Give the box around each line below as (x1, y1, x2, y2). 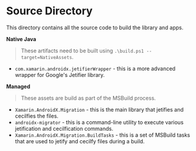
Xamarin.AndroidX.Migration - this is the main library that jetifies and (14, 106, 184, 113)
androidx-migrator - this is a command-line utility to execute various (14, 118, 184, 126)
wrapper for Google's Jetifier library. (14, 71, 105, 78)
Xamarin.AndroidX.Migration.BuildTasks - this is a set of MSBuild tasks (14, 131, 190, 138)
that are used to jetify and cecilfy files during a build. (14, 137, 145, 144)
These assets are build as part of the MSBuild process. (20, 94, 157, 101)
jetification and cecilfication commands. (14, 125, 114, 132)
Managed (6, 82, 31, 90)
